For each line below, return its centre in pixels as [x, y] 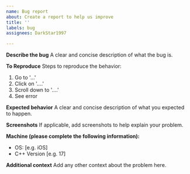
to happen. [19, 114]
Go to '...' [25, 78]
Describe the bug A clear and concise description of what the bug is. [89, 55]
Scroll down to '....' [37, 90]
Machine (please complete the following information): [73, 136]
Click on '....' [29, 84]
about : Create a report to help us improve [60, 17]
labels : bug [20, 28]
